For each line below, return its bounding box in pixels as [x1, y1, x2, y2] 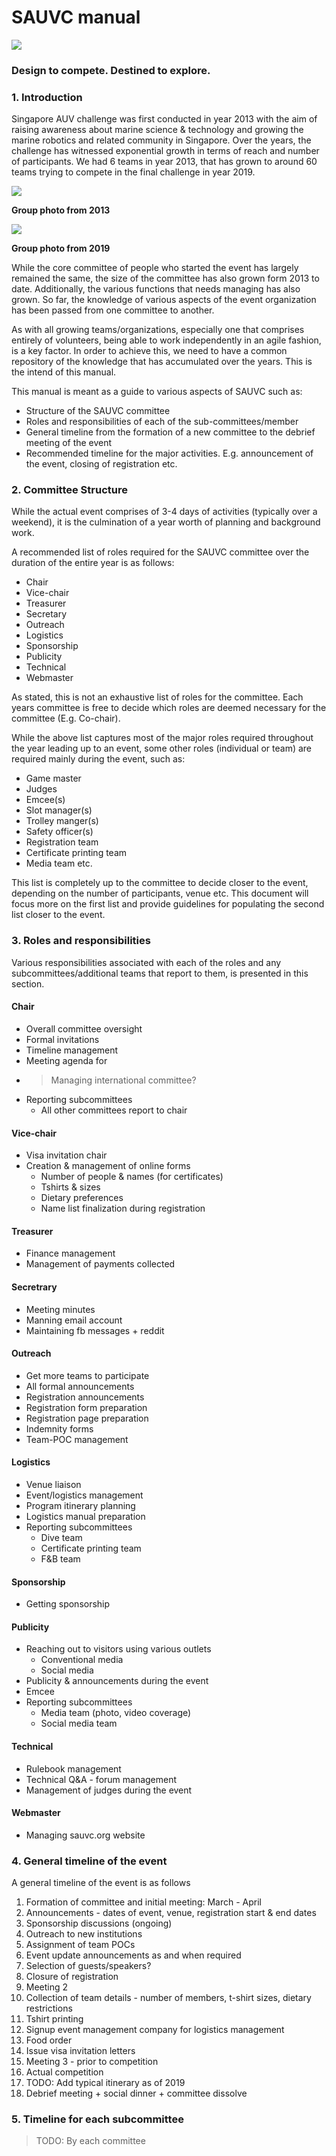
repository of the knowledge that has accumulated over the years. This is [11, 356, 313, 368]
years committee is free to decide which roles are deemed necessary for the [11, 702, 327, 714]
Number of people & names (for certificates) [40, 1171, 224, 1183]
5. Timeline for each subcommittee [11, 2112, 184, 2126]
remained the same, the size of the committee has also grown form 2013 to [11, 272, 320, 285]
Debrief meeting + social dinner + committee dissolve [25, 2087, 248, 2100]
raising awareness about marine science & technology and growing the [11, 124, 304, 136]
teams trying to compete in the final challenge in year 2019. [11, 166, 256, 178]
